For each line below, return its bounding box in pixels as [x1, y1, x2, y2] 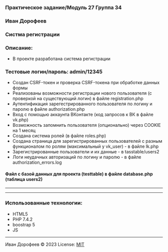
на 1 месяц [12, 127, 36, 134]
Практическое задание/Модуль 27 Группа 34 [5, 4, 122, 11]
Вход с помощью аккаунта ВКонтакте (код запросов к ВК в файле [12, 112, 153, 118]
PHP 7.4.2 [12, 216, 33, 222]
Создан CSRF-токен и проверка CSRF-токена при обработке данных [12, 80, 160, 86]
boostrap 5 [12, 221, 35, 227]
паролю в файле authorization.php [12, 106, 85, 112]
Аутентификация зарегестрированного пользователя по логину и [12, 101, 152, 107]
